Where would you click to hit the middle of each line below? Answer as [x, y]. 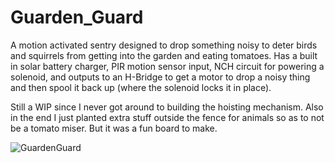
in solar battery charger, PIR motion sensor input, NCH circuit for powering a [167, 66]
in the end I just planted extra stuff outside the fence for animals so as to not [167, 117]
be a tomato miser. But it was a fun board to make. [114, 128]
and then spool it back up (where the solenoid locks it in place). [141, 87]
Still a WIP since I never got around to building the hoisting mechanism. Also [167, 107]
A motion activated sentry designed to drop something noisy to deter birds [164, 45]
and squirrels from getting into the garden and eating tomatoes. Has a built [164, 55]
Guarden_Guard [77, 17]
